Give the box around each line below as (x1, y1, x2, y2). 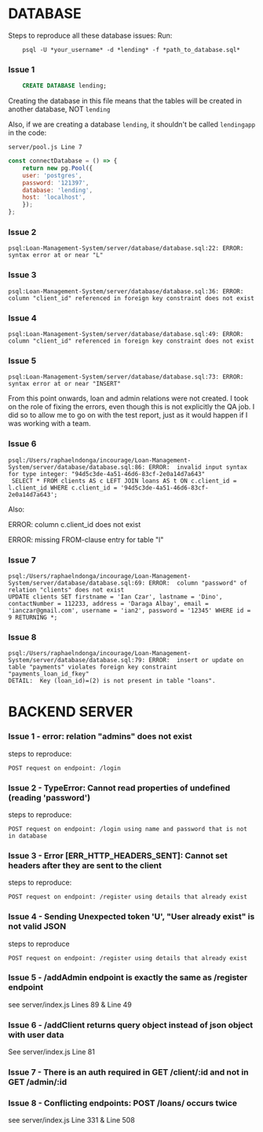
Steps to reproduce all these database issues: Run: (8, 31, 173, 40)
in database (8, 832, 47, 840)
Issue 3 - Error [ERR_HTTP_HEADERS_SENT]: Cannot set (8, 850, 228, 861)
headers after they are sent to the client (8, 859, 163, 870)
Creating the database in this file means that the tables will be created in (8, 96, 242, 106)
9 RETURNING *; (8, 614, 58, 621)
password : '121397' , (22, 178, 89, 187)
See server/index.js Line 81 (8, 1047, 96, 1057)
